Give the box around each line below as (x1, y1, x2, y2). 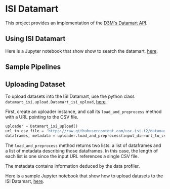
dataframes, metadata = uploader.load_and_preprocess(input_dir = (5, 133, 146, 138)
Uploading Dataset (5, 80, 66, 89)
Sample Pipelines (5, 63, 61, 71)
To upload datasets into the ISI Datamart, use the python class (5, 93, 135, 99)
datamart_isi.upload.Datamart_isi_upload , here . (5, 98, 107, 104)
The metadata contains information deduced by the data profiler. (5, 163, 140, 169)
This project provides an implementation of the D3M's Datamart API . (5, 20, 148, 26)
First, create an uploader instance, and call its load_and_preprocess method (5, 108, 162, 115)
